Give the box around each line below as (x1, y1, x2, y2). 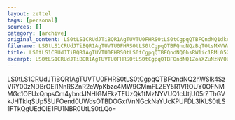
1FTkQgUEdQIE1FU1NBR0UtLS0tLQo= (7, 104, 117, 112)
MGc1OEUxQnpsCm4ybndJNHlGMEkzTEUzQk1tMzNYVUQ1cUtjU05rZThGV (7, 89, 226, 98)
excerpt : (7, 56, 33, 63)
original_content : (7, 36, 61, 43)
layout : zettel (7, 10, 52, 17)
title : (7, 50, 27, 57)
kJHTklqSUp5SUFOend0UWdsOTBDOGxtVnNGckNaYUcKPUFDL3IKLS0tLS (7, 97, 226, 105)
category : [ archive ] (7, 29, 68, 37)
